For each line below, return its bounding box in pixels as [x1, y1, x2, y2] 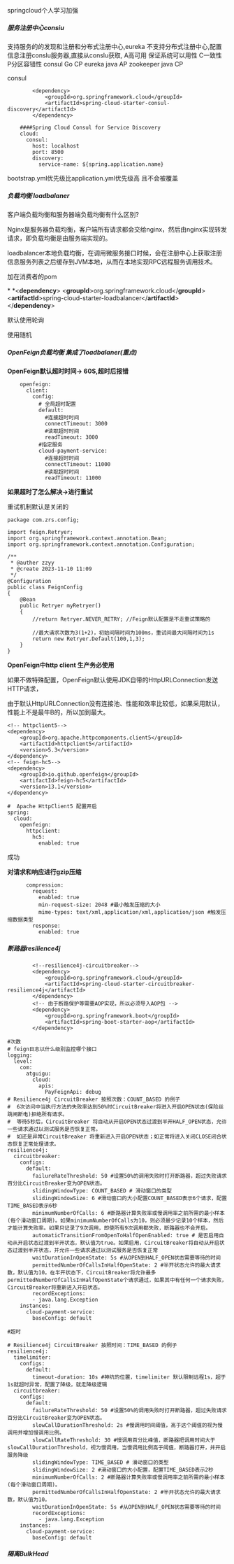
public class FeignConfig [7, 584, 82, 591]
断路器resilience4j [7, 944, 61, 952]
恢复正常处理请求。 [12, 1140, 59, 1148]
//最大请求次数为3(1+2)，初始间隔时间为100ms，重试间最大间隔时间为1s [32, 629, 214, 636]
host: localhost [32, 142, 80, 149]
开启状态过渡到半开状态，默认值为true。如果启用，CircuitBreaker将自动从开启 [17, 1239, 220, 1246]
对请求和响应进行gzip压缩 [7, 867, 82, 876]
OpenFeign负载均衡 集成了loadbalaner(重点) [7, 348, 138, 356]
